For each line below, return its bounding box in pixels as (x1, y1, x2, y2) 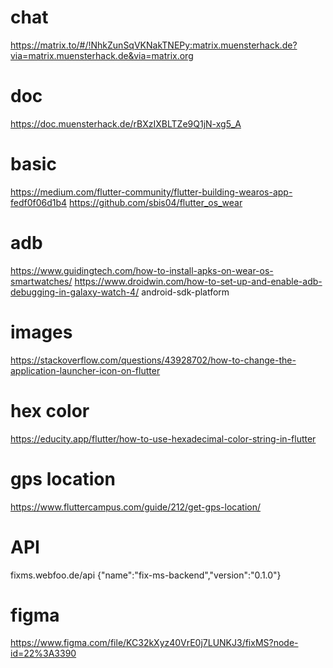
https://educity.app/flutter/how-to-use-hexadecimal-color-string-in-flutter (10, 432, 317, 445)
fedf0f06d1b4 (10, 196, 68, 208)
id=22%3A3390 (10, 647, 77, 660)
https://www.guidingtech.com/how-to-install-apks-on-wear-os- (10, 264, 274, 276)
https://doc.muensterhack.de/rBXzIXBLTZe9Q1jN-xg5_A (10, 117, 242, 130)
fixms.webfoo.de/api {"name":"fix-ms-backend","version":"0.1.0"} (10, 569, 282, 581)
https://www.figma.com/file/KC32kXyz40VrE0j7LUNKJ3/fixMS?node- (10, 637, 299, 649)
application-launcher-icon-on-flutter (10, 364, 161, 376)
